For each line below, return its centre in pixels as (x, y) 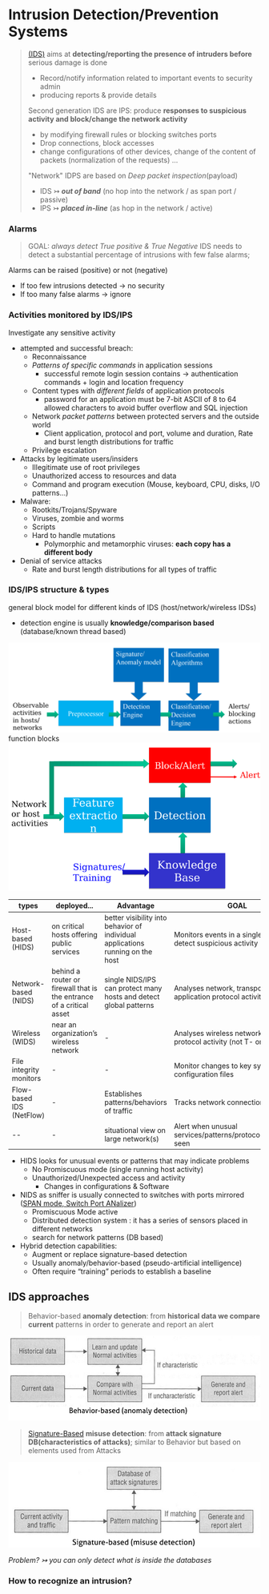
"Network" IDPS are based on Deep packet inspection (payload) (133, 175)
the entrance (72, 996)
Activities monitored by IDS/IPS (71, 315)
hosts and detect (132, 996)
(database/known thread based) (73, 631)
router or (66, 979)
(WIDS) (24, 1042)
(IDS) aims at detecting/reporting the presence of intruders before (140, 54)
